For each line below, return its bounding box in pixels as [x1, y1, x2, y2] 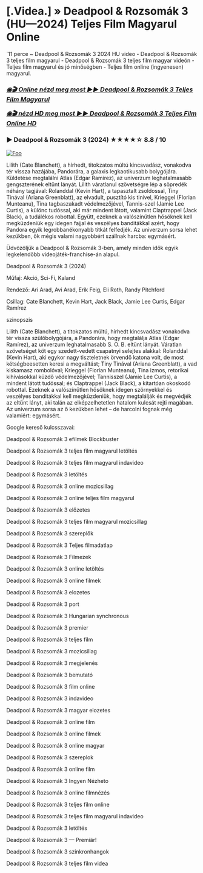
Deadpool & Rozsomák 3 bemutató [6, 671, 93, 678]
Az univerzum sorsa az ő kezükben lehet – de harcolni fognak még [6, 405, 173, 412]
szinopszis [6, 316, 33, 323]
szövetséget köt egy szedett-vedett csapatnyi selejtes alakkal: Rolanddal [6, 347, 188, 354]
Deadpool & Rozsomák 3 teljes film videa [6, 860, 108, 867]
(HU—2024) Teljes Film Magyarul [6, 17, 178, 31]
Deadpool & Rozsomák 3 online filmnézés [6, 789, 110, 796]
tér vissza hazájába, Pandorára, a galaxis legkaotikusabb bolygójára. [6, 167, 178, 175]
